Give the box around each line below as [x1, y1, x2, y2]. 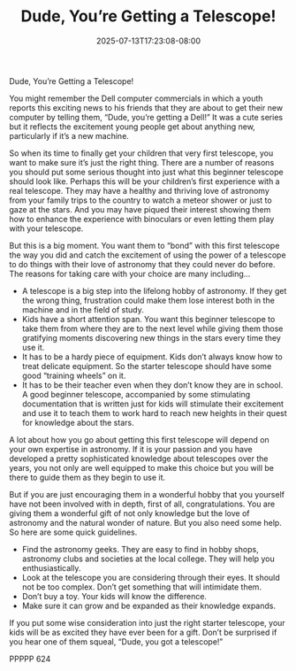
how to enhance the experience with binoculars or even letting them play [9, 213, 275, 224]
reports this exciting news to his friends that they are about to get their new [9, 102, 284, 112]
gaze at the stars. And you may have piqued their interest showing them [9, 204, 271, 214]
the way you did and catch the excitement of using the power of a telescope [9, 250, 286, 260]
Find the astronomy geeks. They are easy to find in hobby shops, [21, 544, 259, 554]
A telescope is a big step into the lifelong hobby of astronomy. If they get [21, 285, 287, 296]
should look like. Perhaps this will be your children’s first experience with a [9, 175, 280, 187]
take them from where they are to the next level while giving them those [21, 323, 284, 334]
